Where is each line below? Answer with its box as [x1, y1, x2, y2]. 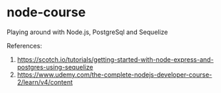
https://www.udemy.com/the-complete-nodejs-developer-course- [16, 70, 212, 79]
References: [6, 41, 42, 50]
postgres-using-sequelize [16, 62, 93, 71]
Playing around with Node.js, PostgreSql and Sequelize [6, 28, 168, 36]
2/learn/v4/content [16, 77, 73, 86]
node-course [6, 4, 86, 21]
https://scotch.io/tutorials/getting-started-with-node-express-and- [16, 55, 215, 64]
